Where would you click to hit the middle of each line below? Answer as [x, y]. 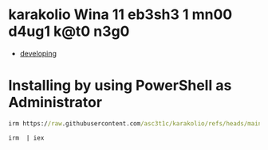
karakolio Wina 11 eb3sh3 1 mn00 [120, 15]
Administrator [55, 103]
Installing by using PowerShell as [120, 86]
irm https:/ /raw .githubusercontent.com [75, 123]
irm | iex [26, 138]
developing [38, 53]
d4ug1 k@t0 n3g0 [69, 31]
